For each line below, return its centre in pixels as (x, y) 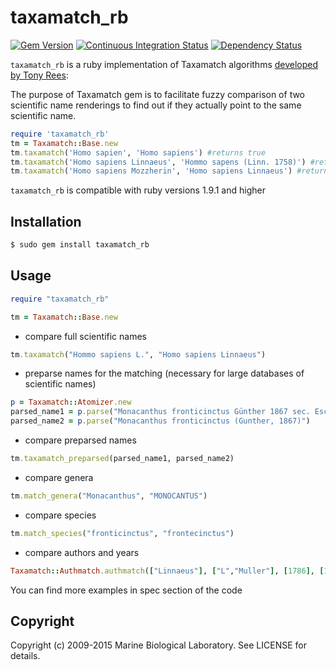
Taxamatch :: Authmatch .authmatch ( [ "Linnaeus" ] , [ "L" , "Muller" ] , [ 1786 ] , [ (167, 571)
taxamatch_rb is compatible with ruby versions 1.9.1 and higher (138, 190)
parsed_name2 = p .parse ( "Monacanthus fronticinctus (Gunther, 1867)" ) (160, 421)
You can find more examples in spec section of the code (126, 590)
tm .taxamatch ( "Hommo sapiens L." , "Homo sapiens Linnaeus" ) (138, 354)
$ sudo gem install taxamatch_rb (80, 245)
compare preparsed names (80, 440)
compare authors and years (82, 552)
